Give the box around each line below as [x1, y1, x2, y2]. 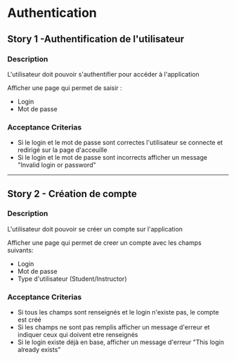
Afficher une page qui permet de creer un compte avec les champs [7, 238, 202, 247]
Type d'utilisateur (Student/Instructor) [17, 274, 127, 283]
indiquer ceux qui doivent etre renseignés [17, 331, 138, 339]
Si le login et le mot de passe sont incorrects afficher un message [17, 153, 208, 162]
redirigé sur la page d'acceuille [17, 146, 107, 154]
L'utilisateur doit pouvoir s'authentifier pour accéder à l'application [7, 70, 200, 78]
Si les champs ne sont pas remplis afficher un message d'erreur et [17, 323, 210, 331]
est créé [17, 315, 42, 324]
